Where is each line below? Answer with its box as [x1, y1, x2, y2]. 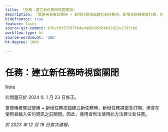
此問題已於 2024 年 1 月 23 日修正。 [5, 94, 79, 100]
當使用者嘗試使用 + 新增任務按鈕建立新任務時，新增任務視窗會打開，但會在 [5, 105, 160, 111]
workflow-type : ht [5, 30, 43, 35]
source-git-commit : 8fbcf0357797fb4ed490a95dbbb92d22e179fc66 [5, 26, 137, 31]
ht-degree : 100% [5, 40, 39, 45]
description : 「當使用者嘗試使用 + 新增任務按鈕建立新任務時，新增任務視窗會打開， [5, 12, 160, 17]
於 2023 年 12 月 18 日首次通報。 [5, 122, 72, 128]
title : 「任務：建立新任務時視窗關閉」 [5, 7, 77, 12]
